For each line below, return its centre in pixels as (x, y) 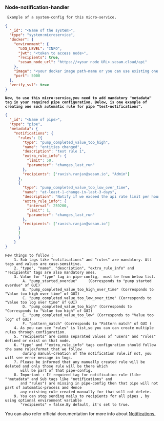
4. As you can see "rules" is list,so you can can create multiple (84, 328)
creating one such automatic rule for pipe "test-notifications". (74, 107)
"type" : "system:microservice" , (42, 35)
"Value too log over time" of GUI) (41, 302)
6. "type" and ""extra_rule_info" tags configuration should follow (85, 345)
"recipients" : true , (39, 57)
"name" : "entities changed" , (52, 147)
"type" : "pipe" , (26, 124)
